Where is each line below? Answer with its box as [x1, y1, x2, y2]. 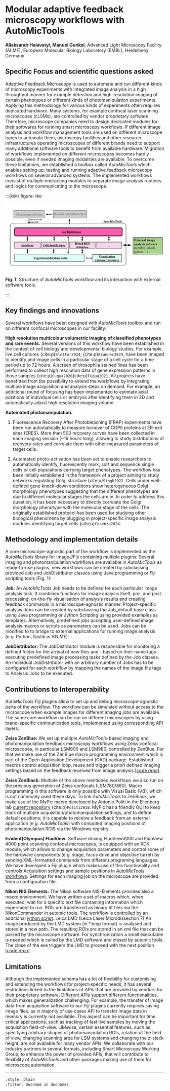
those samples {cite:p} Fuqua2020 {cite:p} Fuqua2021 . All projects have [5, 372, 146, 378]
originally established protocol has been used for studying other [12, 510, 146, 516]
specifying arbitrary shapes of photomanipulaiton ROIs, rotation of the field [5, 1030, 162, 1036]
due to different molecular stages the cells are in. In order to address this [12, 493, 164, 499]
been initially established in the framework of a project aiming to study [12, 472, 159, 478]
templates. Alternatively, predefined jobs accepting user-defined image [5, 617, 154, 624]
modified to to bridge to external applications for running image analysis [5, 628, 156, 634]
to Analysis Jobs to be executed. [5, 670, 73, 677]
